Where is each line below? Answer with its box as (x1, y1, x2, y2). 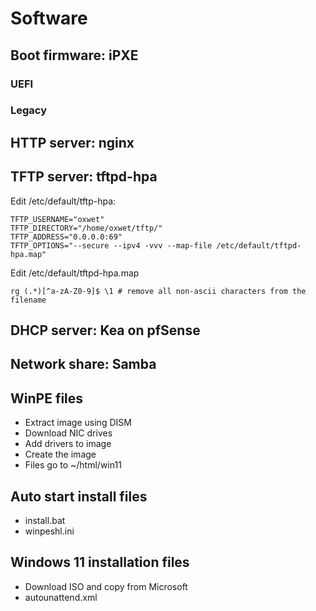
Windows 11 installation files (10, 554, 190, 571)
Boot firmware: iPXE (10, 47, 139, 64)
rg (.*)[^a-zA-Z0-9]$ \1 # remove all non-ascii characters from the (10, 286, 307, 296)
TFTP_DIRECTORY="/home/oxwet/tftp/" (10, 223, 163, 233)
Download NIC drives (24, 427, 113, 439)
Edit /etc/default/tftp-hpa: (10, 195, 117, 207)
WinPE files (10, 390, 84, 407)
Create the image (24, 448, 97, 461)
